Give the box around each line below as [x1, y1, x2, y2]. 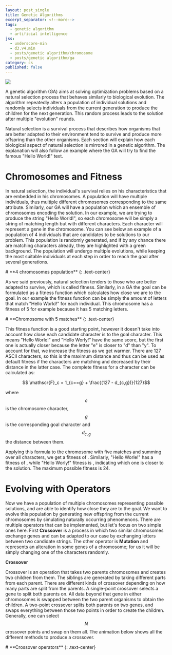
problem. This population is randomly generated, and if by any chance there [5, 237, 166, 243]
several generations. [5, 259, 49, 265]
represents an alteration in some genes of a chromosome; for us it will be [5, 544, 160, 550]
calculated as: [5, 370, 35, 376]
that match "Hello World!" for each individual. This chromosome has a [5, 301, 153, 307]
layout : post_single [5, 7, 50, 13]
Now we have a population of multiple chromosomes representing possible [5, 500, 164, 506]
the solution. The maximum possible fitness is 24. [5, 465, 110, 471]
